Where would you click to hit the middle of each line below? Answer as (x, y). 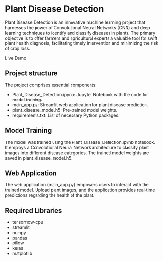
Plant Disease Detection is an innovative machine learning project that (75, 22)
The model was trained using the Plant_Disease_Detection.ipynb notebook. (80, 142)
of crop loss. (18, 48)
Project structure (31, 73)
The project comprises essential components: (51, 85)
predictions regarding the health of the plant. (50, 195)
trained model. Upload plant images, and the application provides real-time (80, 190)
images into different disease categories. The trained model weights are (77, 153)
